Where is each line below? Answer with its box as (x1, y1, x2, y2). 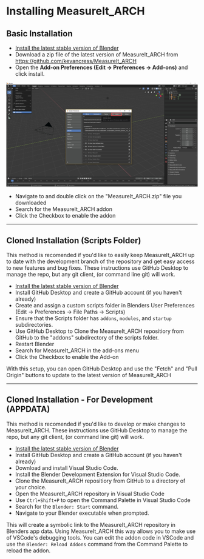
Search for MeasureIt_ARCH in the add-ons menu (15, 347, 140, 354)
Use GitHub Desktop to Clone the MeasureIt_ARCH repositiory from (15, 327, 184, 335)
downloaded (15, 199, 47, 207)
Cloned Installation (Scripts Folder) (6, 235, 141, 246)
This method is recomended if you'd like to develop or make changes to (6, 420, 186, 427)
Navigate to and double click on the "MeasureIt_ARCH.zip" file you (15, 193, 182, 200)
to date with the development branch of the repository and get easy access (6, 258, 195, 265)
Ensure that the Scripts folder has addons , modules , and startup (15, 314, 172, 322)
